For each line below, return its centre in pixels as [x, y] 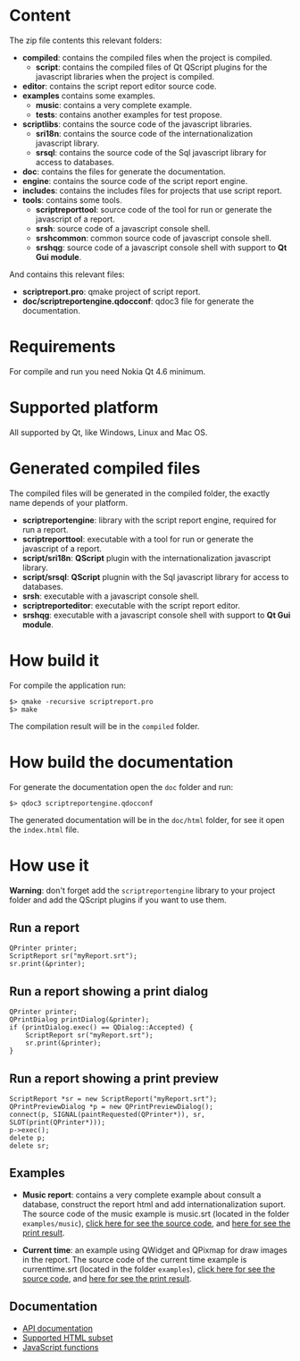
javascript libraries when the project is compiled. [125, 76]
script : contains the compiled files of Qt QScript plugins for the [151, 67]
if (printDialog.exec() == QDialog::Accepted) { [101, 1028]
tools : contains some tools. [72, 200]
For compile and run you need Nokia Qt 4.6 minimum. [108, 371]
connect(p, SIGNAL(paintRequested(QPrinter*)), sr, [107, 1114]
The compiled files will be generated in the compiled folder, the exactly [140, 493]
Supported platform [84, 408]
